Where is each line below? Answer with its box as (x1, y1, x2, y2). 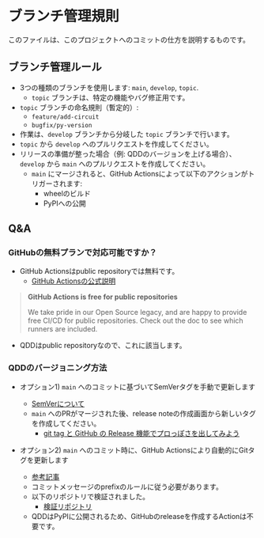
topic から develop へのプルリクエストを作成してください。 (19, 139, 213, 149)
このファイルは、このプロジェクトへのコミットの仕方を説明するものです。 (8, 35, 251, 44)
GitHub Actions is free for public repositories (27, 292, 178, 301)
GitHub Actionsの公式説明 (31, 276, 116, 286)
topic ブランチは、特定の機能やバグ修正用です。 (31, 93, 190, 102)
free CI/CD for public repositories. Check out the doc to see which (27, 316, 243, 325)
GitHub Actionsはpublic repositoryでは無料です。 (19, 267, 179, 276)
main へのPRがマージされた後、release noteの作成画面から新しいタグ (31, 408, 257, 418)
